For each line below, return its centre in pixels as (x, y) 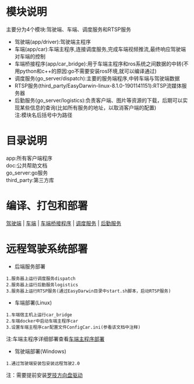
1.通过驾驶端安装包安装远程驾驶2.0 (43, 364)
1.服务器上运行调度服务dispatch (41, 279)
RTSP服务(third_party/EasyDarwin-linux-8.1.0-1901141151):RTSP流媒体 (98, 85)
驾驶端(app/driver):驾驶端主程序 (53, 42)
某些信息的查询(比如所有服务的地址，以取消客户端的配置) (88, 107)
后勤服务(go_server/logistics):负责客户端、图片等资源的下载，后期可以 (98, 100)
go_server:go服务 (27, 173)
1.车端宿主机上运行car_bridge (39, 315)
